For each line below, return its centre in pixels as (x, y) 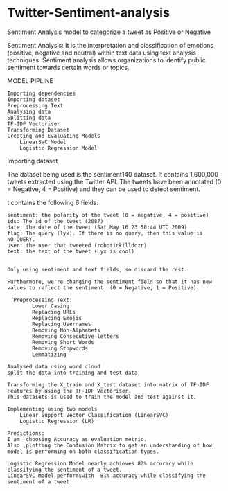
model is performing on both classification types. (83, 452)
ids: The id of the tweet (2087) (55, 221)
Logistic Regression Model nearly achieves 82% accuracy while (100, 463)
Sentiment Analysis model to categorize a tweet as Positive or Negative (109, 32)
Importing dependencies (42, 93)
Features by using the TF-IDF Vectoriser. (69, 391)
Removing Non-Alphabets (66, 330)
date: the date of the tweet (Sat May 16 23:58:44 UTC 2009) (97, 227)
